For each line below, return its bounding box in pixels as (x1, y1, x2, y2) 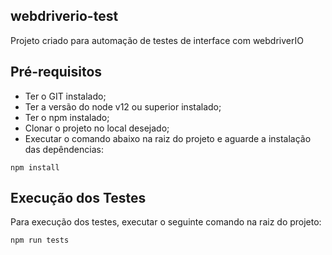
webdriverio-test (10, 8, 119, 25)
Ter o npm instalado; (24, 111, 110, 123)
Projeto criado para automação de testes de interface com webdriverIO (10, 34, 304, 46)
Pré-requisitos (10, 64, 103, 81)
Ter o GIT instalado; (24, 90, 107, 102)
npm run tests (10, 235, 70, 246)
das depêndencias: (24, 143, 104, 155)
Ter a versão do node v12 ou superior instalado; (24, 100, 222, 113)
